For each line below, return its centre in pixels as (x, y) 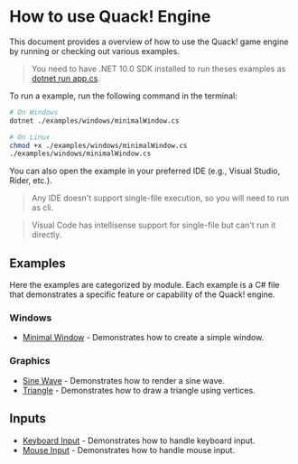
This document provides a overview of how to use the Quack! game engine (149, 42)
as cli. (42, 208)
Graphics (30, 361)
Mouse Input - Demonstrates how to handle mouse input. (129, 450)
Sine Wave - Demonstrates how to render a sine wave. (124, 380)
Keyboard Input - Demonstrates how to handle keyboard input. (139, 441)
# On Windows (34, 112)
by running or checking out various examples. (95, 51)
